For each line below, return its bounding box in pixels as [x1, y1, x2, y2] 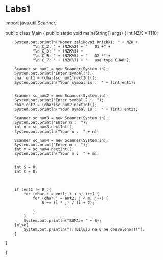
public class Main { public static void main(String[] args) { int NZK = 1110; [5, 30, 158, 36]
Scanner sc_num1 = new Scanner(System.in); [14, 66, 109, 71]
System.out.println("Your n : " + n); [14, 128, 100, 134]
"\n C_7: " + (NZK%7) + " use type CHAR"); [32, 57, 131, 63]
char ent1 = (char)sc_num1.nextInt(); [14, 75, 97, 81]
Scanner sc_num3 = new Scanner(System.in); [14, 115, 109, 120]
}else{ [14, 222, 29, 227]
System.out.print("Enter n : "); [14, 120, 88, 125]
